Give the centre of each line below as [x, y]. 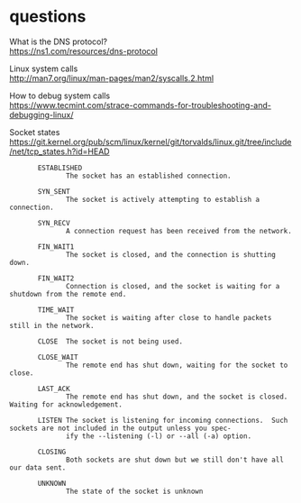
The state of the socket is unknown [135, 491]
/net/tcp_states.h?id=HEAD [59, 151]
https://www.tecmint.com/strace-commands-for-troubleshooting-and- [141, 105]
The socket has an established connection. [149, 176]
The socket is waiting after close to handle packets [169, 317]
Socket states [35, 132]
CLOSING [52, 452]
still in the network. [52, 325]
